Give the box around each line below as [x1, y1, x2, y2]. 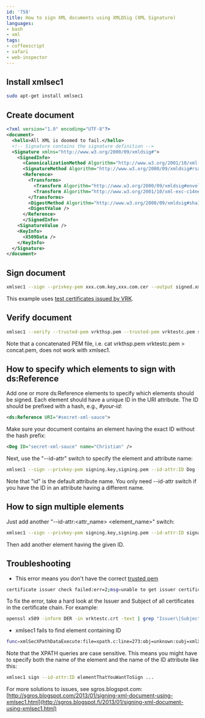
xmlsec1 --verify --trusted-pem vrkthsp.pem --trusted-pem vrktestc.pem [6, 329, 195, 335]
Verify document [6, 312, 72, 323]
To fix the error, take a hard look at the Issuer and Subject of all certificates [6, 597, 195, 605]
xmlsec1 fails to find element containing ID [15, 626, 121, 634]
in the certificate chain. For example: [6, 604, 99, 611]
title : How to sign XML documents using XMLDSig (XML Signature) [6, 15, 176, 21]
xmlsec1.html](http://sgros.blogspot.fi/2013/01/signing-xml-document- [6, 698, 184, 706]
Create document [6, 110, 74, 120]
